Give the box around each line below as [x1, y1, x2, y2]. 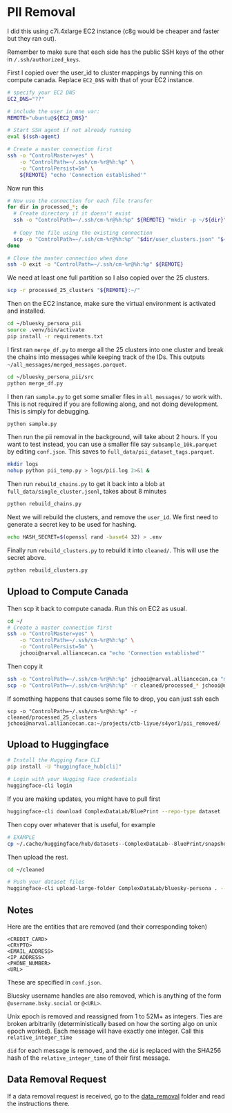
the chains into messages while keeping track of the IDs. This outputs [7, 353, 205, 361]
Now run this [7, 184, 43, 192]
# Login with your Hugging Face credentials [7, 776, 137, 783]
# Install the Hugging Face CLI [7, 757, 100, 764]
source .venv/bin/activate [7, 327, 85, 333]
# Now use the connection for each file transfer [7, 197, 153, 204]
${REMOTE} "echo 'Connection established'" [19, 171, 147, 178]
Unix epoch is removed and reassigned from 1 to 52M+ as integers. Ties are [7, 1012, 223, 1020]
